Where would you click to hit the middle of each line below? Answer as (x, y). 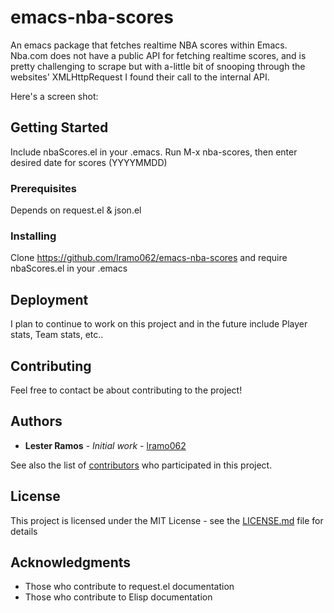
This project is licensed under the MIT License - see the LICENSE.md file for (167, 520)
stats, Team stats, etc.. (57, 335)
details (24, 531)
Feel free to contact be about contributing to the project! (126, 390)
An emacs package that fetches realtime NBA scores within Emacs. (149, 45)
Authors (36, 421)
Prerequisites (43, 188)
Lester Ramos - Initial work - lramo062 (105, 445)
